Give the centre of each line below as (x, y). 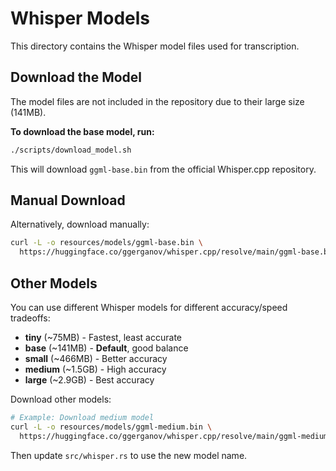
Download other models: (61, 399)
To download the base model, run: (82, 131)
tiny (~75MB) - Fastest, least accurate (103, 337)
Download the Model (76, 77)
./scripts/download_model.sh (71, 150)
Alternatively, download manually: (80, 224)
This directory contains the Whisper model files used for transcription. (155, 46)
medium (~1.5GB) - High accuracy (95, 369)
